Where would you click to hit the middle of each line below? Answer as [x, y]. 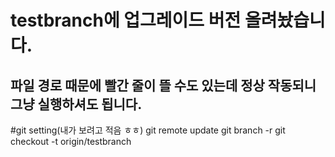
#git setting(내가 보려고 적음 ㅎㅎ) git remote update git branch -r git [148, 130]
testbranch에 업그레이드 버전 [126, 20]
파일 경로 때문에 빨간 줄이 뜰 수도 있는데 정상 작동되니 [163, 85]
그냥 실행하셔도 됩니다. [76, 104]
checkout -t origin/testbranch [71, 141]
